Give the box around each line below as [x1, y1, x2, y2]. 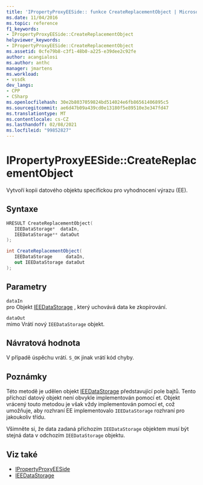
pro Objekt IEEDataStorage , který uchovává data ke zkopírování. [6, 303, 167, 310]
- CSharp [6, 93, 28, 100]
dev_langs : [6, 83, 34, 89]
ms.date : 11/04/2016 [6, 15, 59, 21]
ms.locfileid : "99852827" [6, 127, 71, 134]
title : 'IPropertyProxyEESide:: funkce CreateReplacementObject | [6, 8, 177, 15]
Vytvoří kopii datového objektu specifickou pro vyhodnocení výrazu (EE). [6, 186, 188, 194]
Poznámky [6, 371, 47, 382]
